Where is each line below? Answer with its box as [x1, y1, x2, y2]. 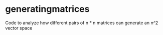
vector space [5, 25, 33, 31]
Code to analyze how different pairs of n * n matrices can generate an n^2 [5, 20, 158, 26]
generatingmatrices [5, 3, 90, 15]
